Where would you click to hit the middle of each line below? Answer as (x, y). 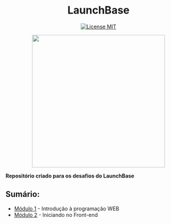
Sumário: (23, 194)
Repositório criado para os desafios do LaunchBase (70, 176)
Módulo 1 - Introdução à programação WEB (66, 208)
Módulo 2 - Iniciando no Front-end (56, 215)
